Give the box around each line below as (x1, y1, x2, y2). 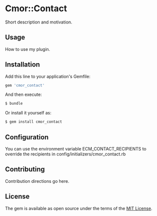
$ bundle (5, 101, 23, 106)
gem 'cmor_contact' (5, 83, 45, 88)
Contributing (5, 165, 45, 173)
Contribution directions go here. (5, 178, 69, 184)
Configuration (5, 133, 49, 141)
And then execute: (5, 91, 42, 98)
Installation (5, 61, 40, 69)
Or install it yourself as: (5, 110, 51, 116)
